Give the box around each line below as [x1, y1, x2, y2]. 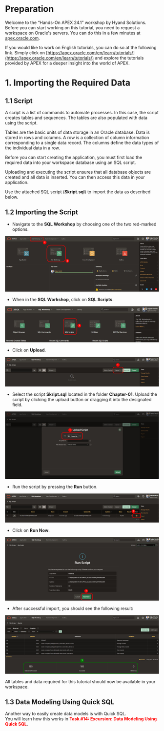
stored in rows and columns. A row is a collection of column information [5, 134, 149, 140]
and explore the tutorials [95, 55, 144, 61]
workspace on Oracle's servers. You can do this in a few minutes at [5, 30, 141, 36]
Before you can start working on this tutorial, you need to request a [5, 24, 140, 30]
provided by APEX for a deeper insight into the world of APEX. [5, 60, 130, 66]
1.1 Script [5, 97, 33, 105]
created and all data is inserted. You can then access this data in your [5, 174, 145, 180]
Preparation [5, 3, 54, 15]
